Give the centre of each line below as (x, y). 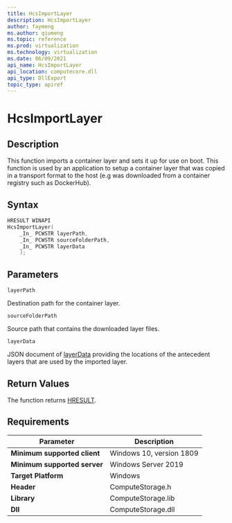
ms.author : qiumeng (35, 33)
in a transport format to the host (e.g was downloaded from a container (109, 176)
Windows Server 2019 (146, 464)
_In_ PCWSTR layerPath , (54, 233)
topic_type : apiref (35, 85)
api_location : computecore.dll (52, 71)
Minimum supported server (57, 464)
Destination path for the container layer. (64, 303)
